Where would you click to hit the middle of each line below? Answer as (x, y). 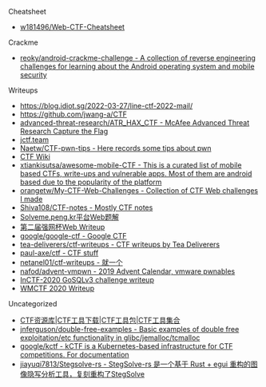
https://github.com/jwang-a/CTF (73, 114)
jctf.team (34, 140)
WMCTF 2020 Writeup (57, 288)
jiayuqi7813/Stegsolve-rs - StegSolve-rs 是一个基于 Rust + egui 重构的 (135, 364)
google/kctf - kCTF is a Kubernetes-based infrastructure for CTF (126, 346)
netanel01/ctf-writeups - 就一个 (71, 262)
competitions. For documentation (74, 355)
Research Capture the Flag (64, 131)
